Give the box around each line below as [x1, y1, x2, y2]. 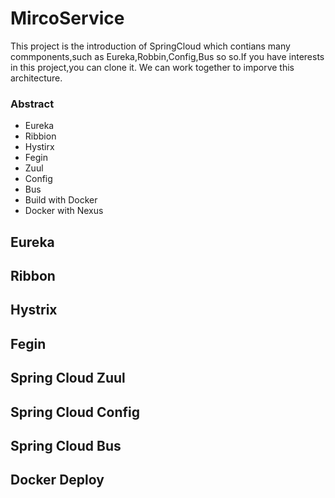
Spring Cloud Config [10, 403, 141, 421]
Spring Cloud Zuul [10, 370, 126, 387]
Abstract [10, 97, 55, 111]
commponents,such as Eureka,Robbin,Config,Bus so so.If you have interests [10, 50, 325, 62]
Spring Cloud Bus [10, 437, 122, 454]
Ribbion [24, 130, 57, 142]
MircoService [10, 7, 125, 30]
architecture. [10, 72, 63, 84]
